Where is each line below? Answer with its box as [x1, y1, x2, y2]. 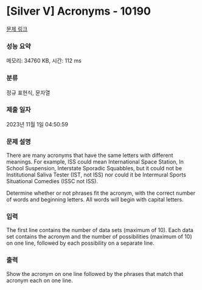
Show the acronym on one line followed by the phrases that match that [6, 270, 184, 277]
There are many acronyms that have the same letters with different [6, 151, 173, 159]
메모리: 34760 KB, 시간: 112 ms [6, 57, 82, 65]
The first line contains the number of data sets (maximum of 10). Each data [6, 227, 193, 234]
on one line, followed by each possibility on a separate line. [6, 239, 155, 247]
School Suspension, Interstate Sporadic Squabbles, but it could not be [6, 165, 183, 172]
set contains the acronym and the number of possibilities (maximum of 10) [6, 233, 192, 241]
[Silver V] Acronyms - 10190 [6, 4, 151, 18]
